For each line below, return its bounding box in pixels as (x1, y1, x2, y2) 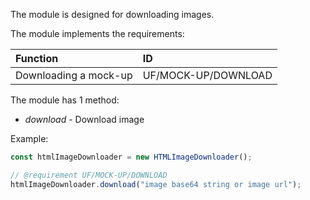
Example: (10, 133, 49, 144)
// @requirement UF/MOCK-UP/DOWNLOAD (10, 170, 168, 180)
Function (15, 52, 59, 65)
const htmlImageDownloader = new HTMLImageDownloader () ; (10, 152, 253, 162)
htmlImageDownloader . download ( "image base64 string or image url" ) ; (10, 179, 302, 189)
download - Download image (24, 114, 145, 125)
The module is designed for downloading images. (10, 9, 215, 20)
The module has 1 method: (10, 94, 120, 106)
